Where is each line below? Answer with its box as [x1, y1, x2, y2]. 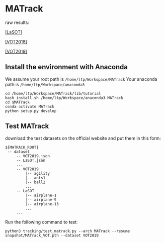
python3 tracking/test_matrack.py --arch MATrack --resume [5, 229, 130, 234]
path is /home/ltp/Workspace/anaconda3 [5, 81, 85, 87]
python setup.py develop [5, 108, 57, 114]
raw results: [5, 19, 29, 25]
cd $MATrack [5, 100, 30, 105]
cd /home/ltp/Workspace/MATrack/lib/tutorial [5, 91, 101, 96]
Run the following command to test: [5, 219, 78, 225]
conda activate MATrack [5, 104, 55, 109]
